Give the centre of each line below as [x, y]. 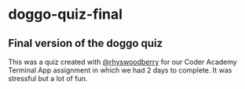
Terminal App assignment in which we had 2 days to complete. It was [120, 70]
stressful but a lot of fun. [48, 78]
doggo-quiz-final [66, 14]
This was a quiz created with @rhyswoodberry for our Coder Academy [122, 62]
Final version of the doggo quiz [86, 43]
